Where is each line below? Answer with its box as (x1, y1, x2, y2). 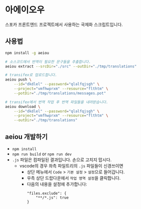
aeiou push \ (5, 77, 32, 82)
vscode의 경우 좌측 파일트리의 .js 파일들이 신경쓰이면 (19, 163, 123, 168)
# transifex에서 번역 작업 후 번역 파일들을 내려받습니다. (5, 100, 109, 104)
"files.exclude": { (26, 191, 67, 196)
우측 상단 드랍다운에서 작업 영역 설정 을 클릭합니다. (26, 175, 121, 181)
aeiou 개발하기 (5, 132, 48, 141)
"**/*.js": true (36, 195, 69, 200)
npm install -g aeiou (5, 50, 49, 55)
